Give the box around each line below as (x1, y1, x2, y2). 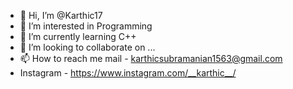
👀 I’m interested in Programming (19, 20, 153, 32)
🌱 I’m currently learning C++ (19, 31, 137, 42)
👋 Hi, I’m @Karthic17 (19, 10, 103, 21)
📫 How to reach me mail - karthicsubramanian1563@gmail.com (19, 53, 283, 64)
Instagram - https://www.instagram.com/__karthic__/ (19, 67, 237, 79)
